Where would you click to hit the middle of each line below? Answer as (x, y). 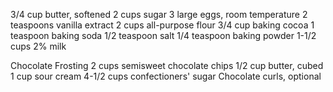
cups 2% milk (38, 46)
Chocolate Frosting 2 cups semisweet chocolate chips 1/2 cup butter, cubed (167, 65)
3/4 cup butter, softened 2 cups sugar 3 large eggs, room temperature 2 (159, 14)
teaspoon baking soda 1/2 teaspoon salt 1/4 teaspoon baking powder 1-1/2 (163, 35)
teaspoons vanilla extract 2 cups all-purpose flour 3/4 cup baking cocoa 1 (162, 25)
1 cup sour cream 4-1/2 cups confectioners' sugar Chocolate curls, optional (166, 76)
